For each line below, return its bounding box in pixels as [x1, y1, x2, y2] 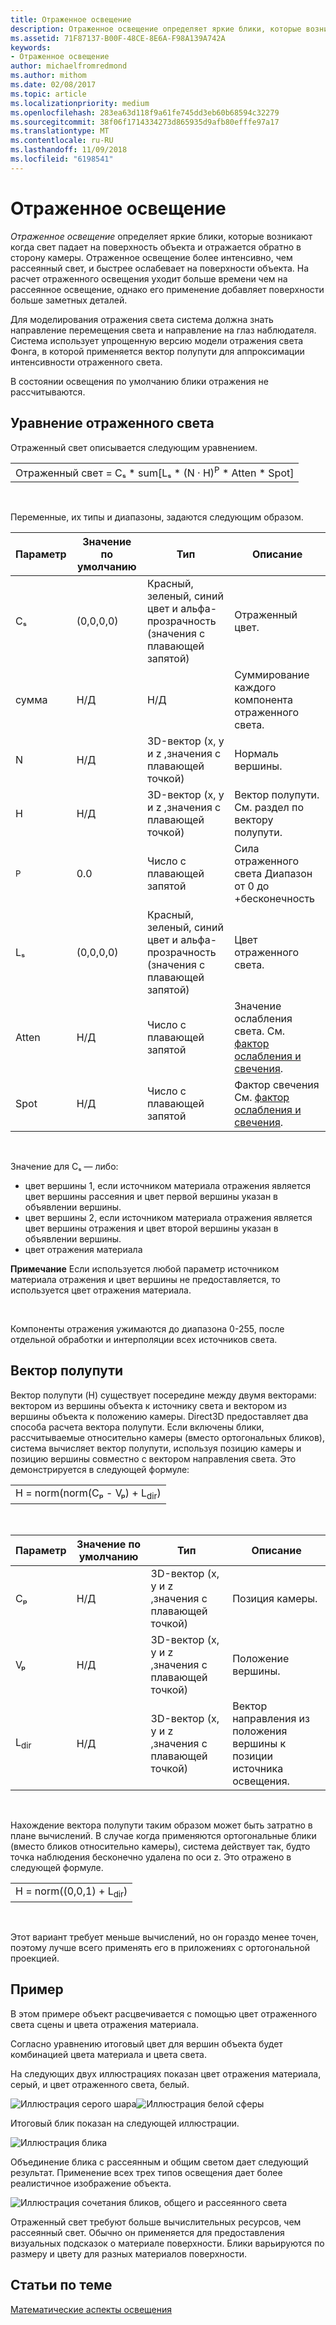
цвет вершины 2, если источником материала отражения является [24, 1211, 313, 1223]
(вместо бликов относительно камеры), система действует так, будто [10, 1840, 311, 1852]
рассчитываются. [10, 386, 86, 398]
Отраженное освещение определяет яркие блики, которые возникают [10, 230, 313, 242]
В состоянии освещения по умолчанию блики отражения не [10, 375, 269, 387]
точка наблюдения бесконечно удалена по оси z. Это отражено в [10, 1851, 292, 1863]
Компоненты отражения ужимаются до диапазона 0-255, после [10, 1322, 285, 1335]
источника [232, 1761, 284, 1775]
